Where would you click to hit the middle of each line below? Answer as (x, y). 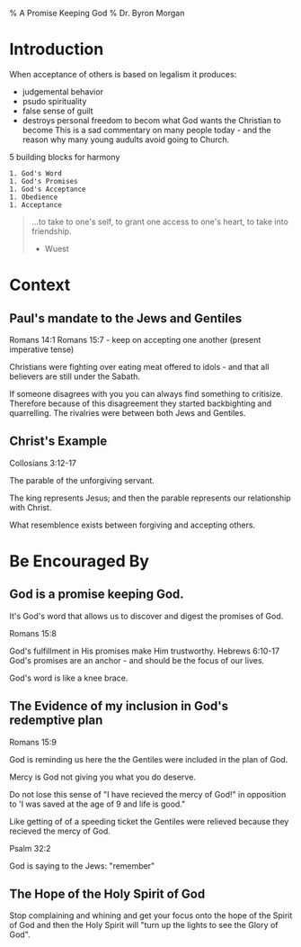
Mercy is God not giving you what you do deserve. (102, 777)
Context (40, 285)
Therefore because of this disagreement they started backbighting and (141, 403)
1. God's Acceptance (48, 189)
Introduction (57, 50)
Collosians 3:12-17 (43, 463)
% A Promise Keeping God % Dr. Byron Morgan (97, 13)
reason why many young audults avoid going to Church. (126, 140)
